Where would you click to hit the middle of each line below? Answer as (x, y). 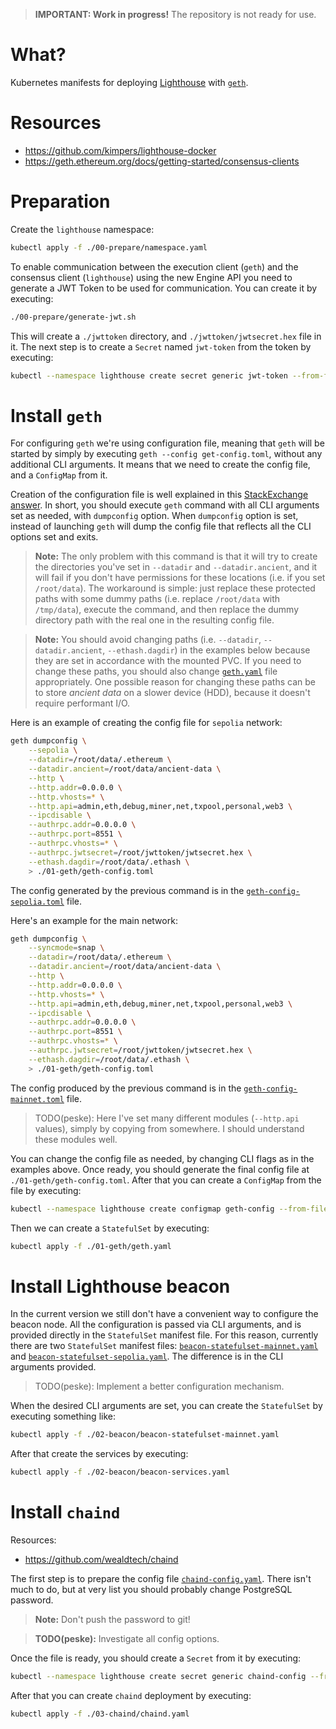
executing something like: (63, 1416)
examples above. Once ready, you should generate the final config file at (160, 1169)
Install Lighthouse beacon (120, 1286)
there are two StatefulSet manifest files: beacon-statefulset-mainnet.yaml (164, 1346)
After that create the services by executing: (99, 1454)
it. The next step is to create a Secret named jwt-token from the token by (161, 346)
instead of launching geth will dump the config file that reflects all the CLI (161, 526)
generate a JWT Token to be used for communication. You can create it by (164, 288)
